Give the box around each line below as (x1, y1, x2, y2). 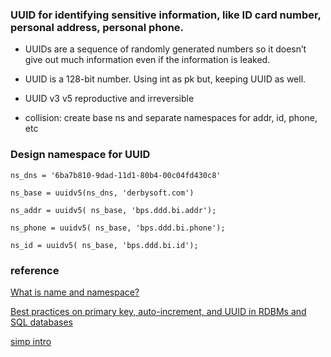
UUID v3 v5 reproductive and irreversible (24, 93, 195, 105)
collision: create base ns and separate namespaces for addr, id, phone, (24, 112, 318, 124)
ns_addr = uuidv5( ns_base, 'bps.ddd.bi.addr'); (10, 205, 217, 215)
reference (10, 263, 60, 277)
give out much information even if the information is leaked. (24, 54, 271, 66)
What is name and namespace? (10, 286, 140, 298)
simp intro (10, 335, 52, 347)
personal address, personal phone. (10, 20, 185, 34)
